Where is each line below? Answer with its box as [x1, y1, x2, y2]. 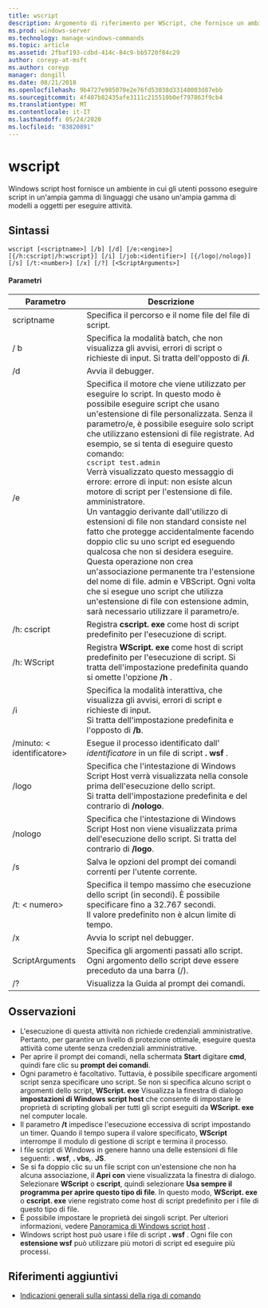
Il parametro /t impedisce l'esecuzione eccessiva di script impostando [19, 1119, 251, 1129]
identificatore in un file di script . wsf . [86, 747, 229, 758]
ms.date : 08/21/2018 [8, 78, 77, 86]
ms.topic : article [8, 41, 69, 49]
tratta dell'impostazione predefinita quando [86, 662, 249, 673]
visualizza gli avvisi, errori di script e [86, 694, 223, 705]
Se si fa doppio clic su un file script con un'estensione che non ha [19, 1162, 237, 1172]
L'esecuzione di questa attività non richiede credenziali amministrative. [19, 1026, 253, 1036]
